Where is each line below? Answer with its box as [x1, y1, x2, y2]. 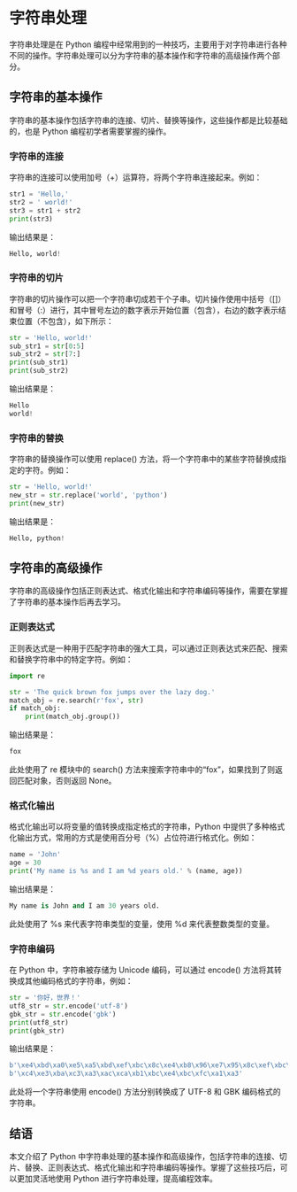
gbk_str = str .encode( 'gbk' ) [9, 1010, 117, 1018]
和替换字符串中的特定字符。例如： [9, 654, 133, 664]
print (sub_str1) [9, 358, 69, 368]
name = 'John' [9, 850, 62, 859]
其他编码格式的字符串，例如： [24, 976, 133, 987]
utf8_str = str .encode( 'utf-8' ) [9, 1002, 128, 1010]
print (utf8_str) [9, 1018, 69, 1027]
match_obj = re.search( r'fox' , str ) [9, 696, 144, 705]
